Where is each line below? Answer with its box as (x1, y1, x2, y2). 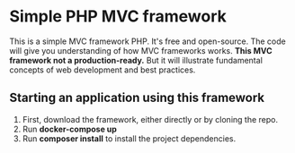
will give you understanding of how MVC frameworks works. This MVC (9, 45, 273, 55)
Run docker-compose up (22, 123, 117, 134)
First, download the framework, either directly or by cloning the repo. (22, 114, 279, 124)
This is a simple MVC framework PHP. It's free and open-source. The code (9, 36, 286, 47)
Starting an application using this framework (9, 90, 265, 106)
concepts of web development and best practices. (9, 64, 196, 75)
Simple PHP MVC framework (9, 6, 228, 27)
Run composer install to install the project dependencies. (22, 132, 237, 144)
